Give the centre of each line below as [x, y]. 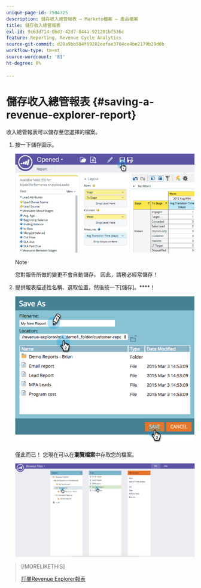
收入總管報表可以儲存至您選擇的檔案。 [53, 132]
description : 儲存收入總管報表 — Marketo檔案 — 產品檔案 [72, 19]
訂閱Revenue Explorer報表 [53, 578]
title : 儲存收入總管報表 [33, 25]
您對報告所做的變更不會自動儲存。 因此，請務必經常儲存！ [86, 274]
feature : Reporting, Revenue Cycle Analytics [64, 38]
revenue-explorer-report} [71, 115]
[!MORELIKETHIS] [43, 566]
